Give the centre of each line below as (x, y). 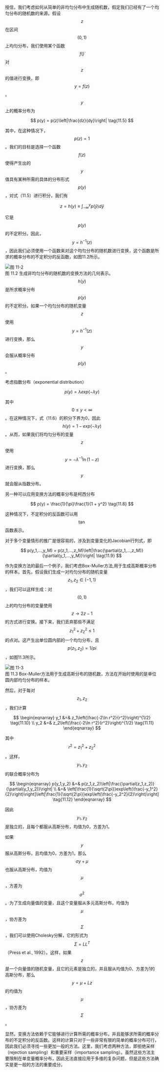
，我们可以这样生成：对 (29, 589)
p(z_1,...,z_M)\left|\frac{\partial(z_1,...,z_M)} (101, 551)
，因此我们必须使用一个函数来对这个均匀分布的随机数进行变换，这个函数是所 (82, 251)
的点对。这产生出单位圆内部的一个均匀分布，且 (52, 640)
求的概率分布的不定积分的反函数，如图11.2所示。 (54, 257)
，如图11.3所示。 (21, 658)
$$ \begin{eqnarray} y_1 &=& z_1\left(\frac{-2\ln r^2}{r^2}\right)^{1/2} (82, 718)
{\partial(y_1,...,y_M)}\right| (69, 556)
